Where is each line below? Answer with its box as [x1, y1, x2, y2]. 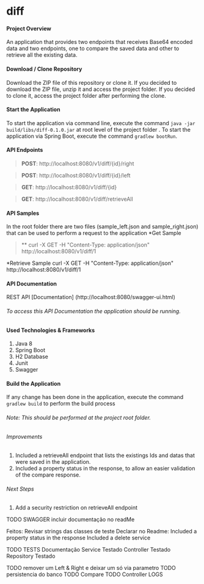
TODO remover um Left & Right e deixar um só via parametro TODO [6, 564, 176, 572]
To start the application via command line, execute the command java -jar [6, 119, 195, 126]
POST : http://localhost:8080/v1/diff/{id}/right [21, 160, 134, 167]
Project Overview [6, 24, 52, 32]
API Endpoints [6, 146, 43, 154]
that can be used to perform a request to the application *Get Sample [6, 229, 181, 237]
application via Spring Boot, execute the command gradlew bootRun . [6, 132, 178, 140]
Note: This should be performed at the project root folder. [6, 414, 151, 422]
